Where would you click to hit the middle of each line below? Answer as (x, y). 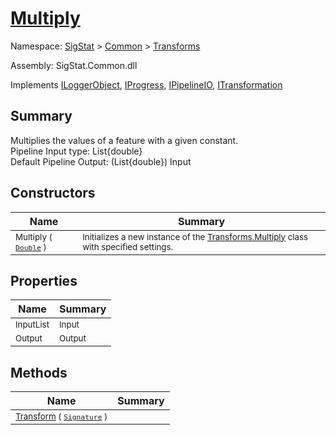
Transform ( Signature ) (61, 416)
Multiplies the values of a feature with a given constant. (124, 140)
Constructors (53, 193)
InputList (32, 325)
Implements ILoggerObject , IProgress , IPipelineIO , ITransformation (146, 84)
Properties (44, 280)
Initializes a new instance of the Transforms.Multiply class (195, 236)
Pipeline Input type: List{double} (76, 151)
